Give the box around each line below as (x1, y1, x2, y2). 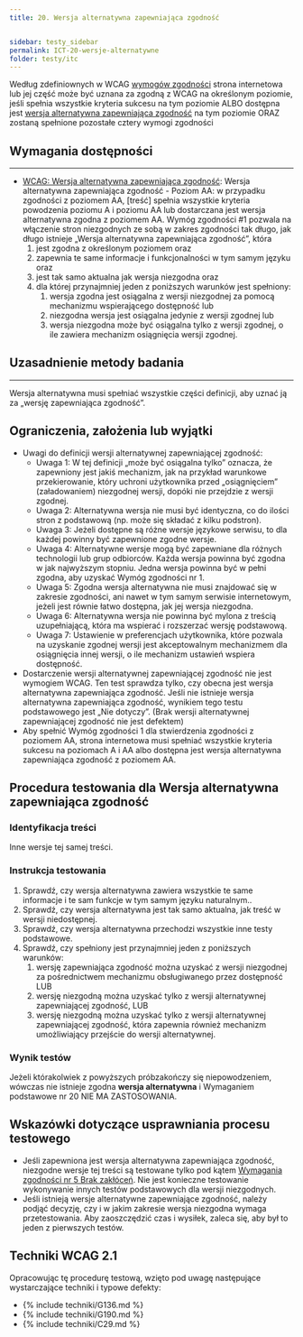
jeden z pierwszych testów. (22, 1222, 124, 1232)
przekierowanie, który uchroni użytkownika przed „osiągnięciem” (35, 475, 278, 487)
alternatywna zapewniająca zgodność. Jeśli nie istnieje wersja (22, 687, 254, 697)
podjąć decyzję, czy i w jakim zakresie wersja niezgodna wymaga (22, 1203, 267, 1213)
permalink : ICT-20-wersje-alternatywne (9, 46, 160, 55)
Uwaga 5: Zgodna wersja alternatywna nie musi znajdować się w (35, 581, 278, 592)
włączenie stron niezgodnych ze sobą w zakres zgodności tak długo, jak (22, 224, 291, 235)
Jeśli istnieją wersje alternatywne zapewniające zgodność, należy (22, 1193, 268, 1204)
